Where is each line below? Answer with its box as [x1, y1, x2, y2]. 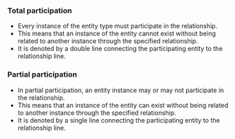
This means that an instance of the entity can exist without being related [17, 101, 229, 109]
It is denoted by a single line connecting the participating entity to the [17, 116, 221, 124]
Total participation [7, 6, 72, 16]
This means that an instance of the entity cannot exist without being [17, 29, 216, 38]
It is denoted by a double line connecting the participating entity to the [17, 45, 223, 53]
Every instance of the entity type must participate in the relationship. [17, 22, 218, 30]
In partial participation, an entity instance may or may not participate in [17, 86, 224, 94]
